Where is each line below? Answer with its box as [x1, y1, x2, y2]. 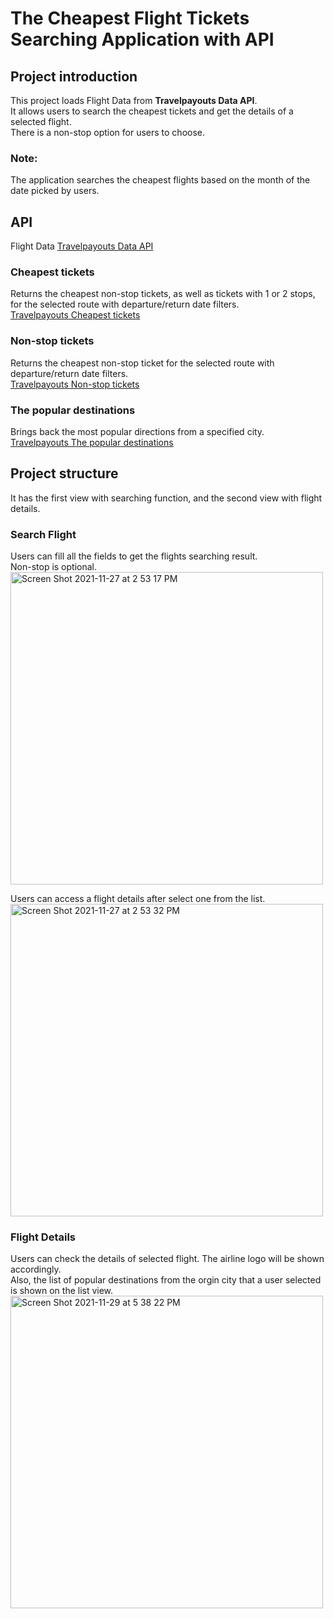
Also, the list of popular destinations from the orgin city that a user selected [10, 1274, 322, 1286]
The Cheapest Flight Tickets [10, 7, 250, 30]
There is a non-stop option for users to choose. [10, 127, 206, 138]
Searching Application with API [10, 28, 275, 51]
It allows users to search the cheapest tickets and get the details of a [10, 105, 294, 117]
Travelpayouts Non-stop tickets [10, 378, 140, 390]
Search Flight [10, 527, 77, 541]
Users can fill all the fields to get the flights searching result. [10, 550, 258, 562]
